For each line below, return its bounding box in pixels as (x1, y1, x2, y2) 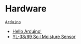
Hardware (5, 3, 47, 14)
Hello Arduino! (12, 28, 42, 34)
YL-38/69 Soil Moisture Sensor (12, 33, 76, 39)
